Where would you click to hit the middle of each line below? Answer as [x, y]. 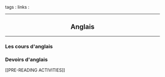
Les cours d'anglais [29, 46]
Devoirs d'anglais [27, 59]
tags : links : [17, 7]
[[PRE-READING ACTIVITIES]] [35, 70]
